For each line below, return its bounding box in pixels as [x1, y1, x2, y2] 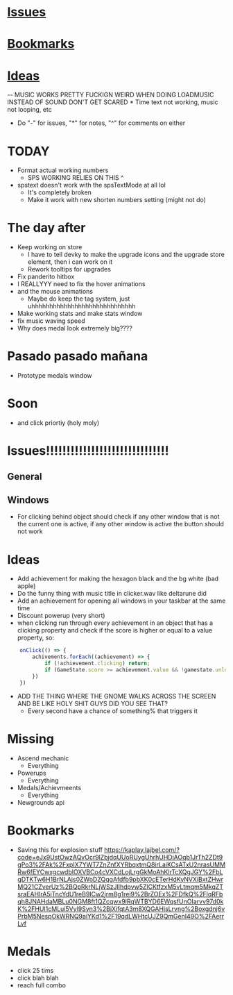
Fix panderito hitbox [17, 272, 75, 281]
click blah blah [17, 973, 59, 983]
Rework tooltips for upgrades [27, 265, 111, 274]
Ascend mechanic [17, 754, 69, 762]
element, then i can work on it [27, 258, 113, 266]
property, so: [17, 633, 54, 642]
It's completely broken [27, 188, 92, 197]
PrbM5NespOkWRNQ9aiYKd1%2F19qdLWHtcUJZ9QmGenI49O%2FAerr [17, 912, 225, 920]
